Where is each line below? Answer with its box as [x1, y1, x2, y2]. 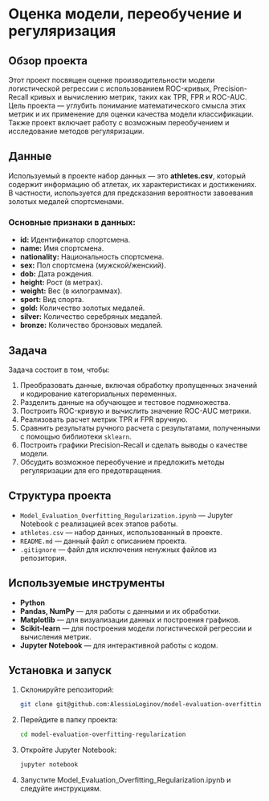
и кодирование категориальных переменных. [19, 389, 177, 398]
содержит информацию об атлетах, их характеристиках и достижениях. [8, 179, 257, 189]
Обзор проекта [8, 54, 88, 67]
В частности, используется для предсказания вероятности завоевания [8, 188, 254, 198]
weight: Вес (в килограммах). [19, 286, 123, 296]
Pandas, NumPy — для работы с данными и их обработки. [19, 606, 221, 615]
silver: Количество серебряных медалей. [19, 312, 163, 321]
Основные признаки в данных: [8, 216, 137, 227]
